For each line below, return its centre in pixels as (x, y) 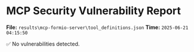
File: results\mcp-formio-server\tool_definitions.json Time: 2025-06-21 (97, 27)
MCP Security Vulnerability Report (93, 11)
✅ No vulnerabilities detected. (43, 44)
